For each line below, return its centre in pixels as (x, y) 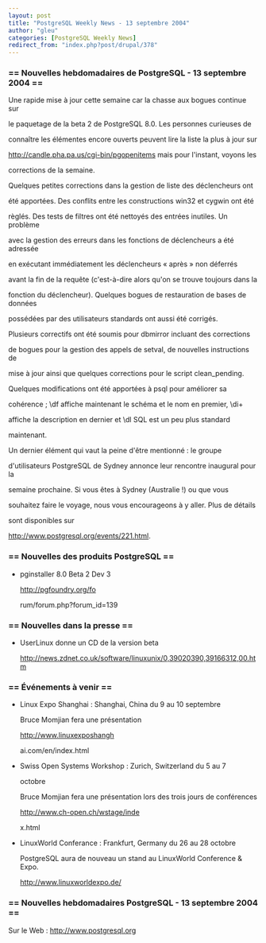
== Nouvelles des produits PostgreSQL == (91, 557)
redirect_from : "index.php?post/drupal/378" (83, 45)
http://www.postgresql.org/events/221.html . (79, 536)
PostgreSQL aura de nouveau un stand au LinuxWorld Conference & (131, 859)
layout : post (30, 16)
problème (24, 225)
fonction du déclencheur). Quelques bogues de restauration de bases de (127, 295)
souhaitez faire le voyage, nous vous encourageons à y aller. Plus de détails (132, 505)
